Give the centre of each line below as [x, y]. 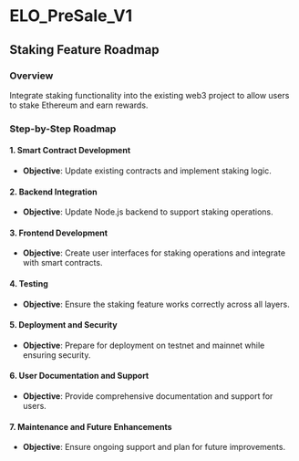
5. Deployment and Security [63, 325]
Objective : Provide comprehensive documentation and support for [148, 396]
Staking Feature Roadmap [84, 50]
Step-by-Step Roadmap [63, 129]
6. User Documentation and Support [79, 376]
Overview [31, 76]
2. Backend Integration [53, 192]
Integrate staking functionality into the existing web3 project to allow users [149, 95]
